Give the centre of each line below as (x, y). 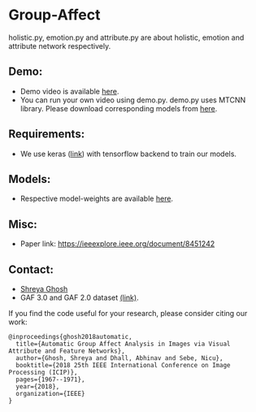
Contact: (31, 269)
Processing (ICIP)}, (43, 372)
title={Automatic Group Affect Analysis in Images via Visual (123, 344)
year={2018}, (38, 387)
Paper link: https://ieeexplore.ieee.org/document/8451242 (117, 244)
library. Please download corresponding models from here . (119, 108)
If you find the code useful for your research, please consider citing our (128, 313)
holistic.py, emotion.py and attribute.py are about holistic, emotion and (126, 37)
